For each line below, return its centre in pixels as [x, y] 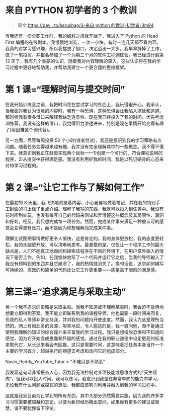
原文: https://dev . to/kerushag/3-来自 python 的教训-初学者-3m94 [86, 25]
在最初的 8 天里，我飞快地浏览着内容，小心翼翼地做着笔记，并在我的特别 [80, 202]
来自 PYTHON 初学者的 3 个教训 [71, 10]
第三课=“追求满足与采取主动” [66, 292]
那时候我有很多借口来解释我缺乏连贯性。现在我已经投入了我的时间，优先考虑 [84, 117]
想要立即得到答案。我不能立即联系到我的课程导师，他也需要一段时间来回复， [84, 313]
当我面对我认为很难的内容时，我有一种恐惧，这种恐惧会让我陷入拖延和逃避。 [84, 111]
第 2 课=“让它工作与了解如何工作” [75, 188]
